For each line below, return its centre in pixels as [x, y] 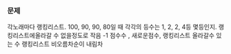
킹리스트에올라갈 [30, 36]
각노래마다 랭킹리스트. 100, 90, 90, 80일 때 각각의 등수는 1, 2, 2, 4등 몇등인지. [112, 27]
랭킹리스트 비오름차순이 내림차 [62, 44]
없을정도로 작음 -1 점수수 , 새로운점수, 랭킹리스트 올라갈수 [138, 36]
